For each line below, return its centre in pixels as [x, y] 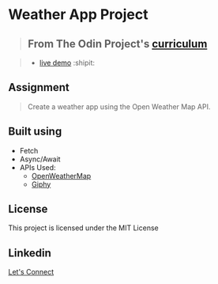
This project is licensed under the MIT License [84, 228]
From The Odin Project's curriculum [117, 44]
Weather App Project [78, 15]
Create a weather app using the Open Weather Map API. [119, 106]
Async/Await [40, 159]
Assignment [39, 87]
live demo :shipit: [67, 62]
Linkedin [30, 253]
